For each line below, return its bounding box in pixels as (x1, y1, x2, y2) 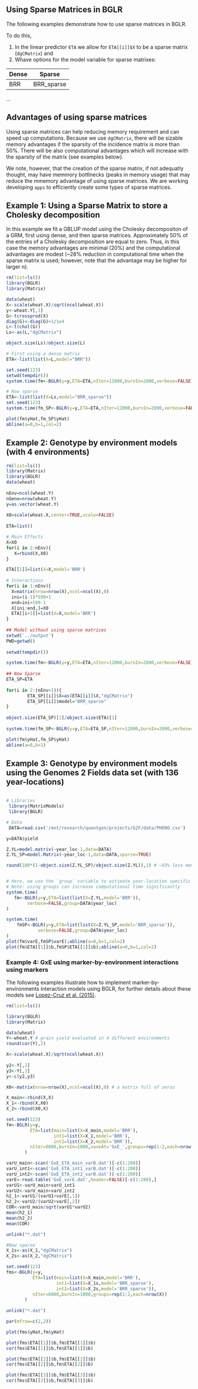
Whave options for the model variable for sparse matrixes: (14, 56, 156, 63)
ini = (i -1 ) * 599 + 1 (11, 594, 51, 600)
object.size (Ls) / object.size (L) (6, 340, 85, 346)
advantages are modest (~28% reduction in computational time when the (6, 251, 184, 258)
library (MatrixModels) (8, 803, 65, 810)
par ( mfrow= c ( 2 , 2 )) (6, 1319, 51, 1324)
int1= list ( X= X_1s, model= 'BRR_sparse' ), (56, 1280, 154, 1286)
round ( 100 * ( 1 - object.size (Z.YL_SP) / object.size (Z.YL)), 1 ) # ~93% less (6, 862, 183, 869)
